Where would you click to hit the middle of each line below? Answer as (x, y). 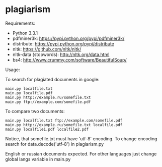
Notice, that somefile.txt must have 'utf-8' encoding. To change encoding (81, 138)
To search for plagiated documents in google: (52, 79)
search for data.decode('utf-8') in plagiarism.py (55, 144)
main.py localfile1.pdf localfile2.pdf (47, 129)
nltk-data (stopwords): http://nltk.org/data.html (61, 54)
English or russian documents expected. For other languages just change (81, 154)
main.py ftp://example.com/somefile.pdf (48, 102)
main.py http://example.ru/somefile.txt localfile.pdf (64, 125)
